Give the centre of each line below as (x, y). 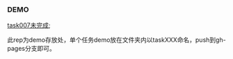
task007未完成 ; (29, 25)
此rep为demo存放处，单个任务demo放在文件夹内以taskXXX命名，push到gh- (116, 40)
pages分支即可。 (31, 49)
